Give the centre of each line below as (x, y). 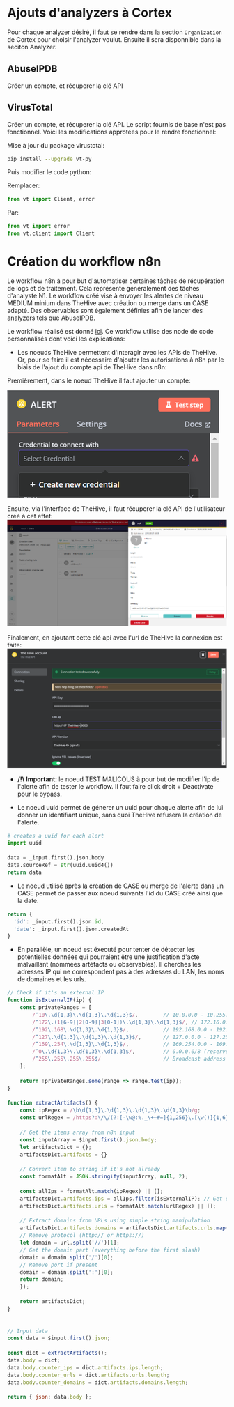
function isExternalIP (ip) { (49, 1000)
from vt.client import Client (51, 234)
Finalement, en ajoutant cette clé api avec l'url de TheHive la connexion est (115, 637)
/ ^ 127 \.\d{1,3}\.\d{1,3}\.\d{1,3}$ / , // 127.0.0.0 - (120, 1037)
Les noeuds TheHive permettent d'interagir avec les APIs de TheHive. (117, 352)
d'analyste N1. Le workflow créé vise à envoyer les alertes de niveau (105, 295)
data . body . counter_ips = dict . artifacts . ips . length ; (85, 1367)
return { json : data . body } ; (49, 1397)
